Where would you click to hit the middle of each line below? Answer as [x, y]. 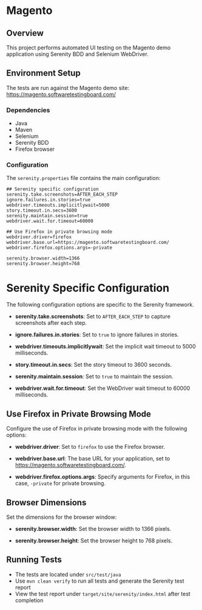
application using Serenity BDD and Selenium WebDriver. [77, 54]
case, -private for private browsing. [60, 483]
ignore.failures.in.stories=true [49, 200]
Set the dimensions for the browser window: [62, 517]
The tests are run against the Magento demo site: [68, 88]
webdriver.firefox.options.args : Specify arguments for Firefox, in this [103, 477]
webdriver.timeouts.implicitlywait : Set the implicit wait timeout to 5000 [105, 347]
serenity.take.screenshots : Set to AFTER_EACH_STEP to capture [93, 316]
